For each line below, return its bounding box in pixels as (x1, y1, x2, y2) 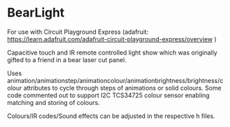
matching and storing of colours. (7, 98, 100, 106)
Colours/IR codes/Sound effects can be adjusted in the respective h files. (7, 112, 215, 120)
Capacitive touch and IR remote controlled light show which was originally (7, 48, 218, 57)
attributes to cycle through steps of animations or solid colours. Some (23, 84, 222, 92)
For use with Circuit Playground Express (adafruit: (7, 28, 148, 36)
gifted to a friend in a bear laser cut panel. (7, 55, 126, 63)
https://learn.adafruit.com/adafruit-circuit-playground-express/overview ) (7, 35, 217, 43)
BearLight (7, 5, 65, 21)
